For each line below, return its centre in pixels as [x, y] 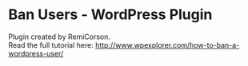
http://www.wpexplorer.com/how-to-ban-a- [167, 45]
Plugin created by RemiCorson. [59, 37]
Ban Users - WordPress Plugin [110, 15]
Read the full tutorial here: [51, 45]
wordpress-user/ [36, 53]
